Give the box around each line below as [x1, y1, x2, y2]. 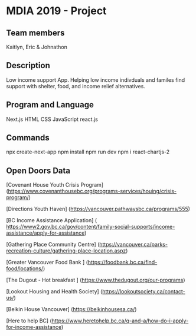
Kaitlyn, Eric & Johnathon [6, 43, 68, 50]
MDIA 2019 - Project [6, 4, 107, 18]
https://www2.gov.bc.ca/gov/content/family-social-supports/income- [6, 223, 175, 231]
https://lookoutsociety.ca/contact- [102, 288, 186, 295]
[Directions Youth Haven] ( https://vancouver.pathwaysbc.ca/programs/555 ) [6, 206, 191, 213]
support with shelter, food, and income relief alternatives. [6, 82, 146, 89]
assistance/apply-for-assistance [6, 229, 85, 236]
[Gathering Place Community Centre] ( [6, 241, 100, 248]
